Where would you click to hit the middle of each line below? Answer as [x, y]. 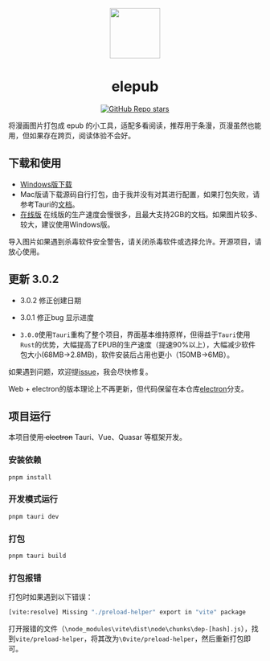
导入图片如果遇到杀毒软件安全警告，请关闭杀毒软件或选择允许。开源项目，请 [135, 241]
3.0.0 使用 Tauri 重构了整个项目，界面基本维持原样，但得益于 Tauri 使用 [135, 335]
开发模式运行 [33, 499]
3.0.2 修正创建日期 [51, 300]
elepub [135, 86]
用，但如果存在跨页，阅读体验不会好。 [72, 135]
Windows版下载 [46, 184]
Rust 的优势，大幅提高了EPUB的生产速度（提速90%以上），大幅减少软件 [137, 344]
